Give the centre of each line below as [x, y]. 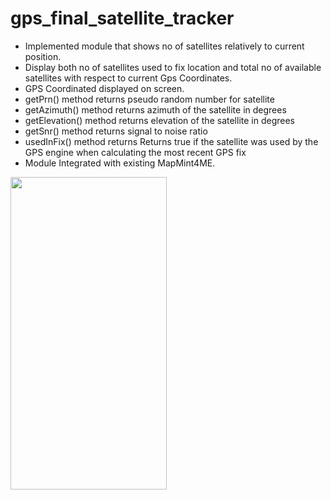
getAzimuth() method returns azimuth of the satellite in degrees [155, 109]
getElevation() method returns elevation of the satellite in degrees [159, 120]
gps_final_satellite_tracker [122, 18]
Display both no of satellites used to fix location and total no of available [173, 67]
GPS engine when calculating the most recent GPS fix [135, 152]
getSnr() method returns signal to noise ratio [116, 131]
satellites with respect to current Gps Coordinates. [128, 78]
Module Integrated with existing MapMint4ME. [120, 163]
